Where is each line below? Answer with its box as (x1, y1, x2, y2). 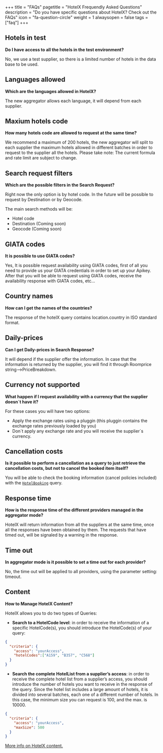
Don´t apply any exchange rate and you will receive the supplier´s (12, 428, 144, 434)
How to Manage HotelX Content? (5, 600, 73, 606)
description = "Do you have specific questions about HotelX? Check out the (5, 9, 157, 15)
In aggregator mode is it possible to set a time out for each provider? (5, 559, 146, 565)
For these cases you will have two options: (5, 408, 91, 414)
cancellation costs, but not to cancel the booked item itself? (5, 465, 128, 471)
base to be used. (5, 61, 39, 67)
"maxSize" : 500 (14, 725, 45, 730)
